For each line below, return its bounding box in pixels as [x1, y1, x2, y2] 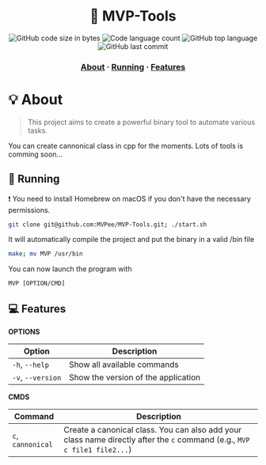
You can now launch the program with [8, 264, 132, 274]
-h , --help [12, 359, 50, 370]
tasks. [27, 126, 47, 135]
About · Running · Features [80, 61, 186, 72]
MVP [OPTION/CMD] [8, 280, 66, 288]
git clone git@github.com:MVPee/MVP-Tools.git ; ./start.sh [8, 221, 207, 229]
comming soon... [8, 149, 63, 159]
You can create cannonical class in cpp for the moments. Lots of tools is [8, 141, 244, 150]
